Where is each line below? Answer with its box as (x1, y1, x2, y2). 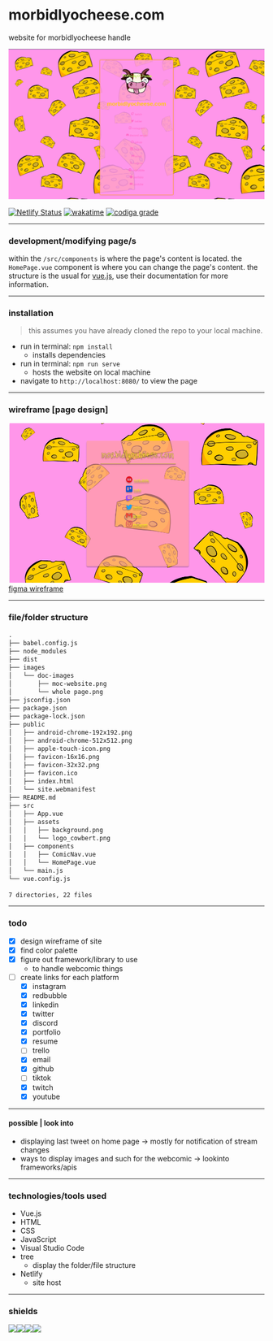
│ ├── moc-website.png (8, 680, 107, 688)
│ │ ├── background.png (8, 827, 104, 835)
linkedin (32, 1000, 59, 1009)
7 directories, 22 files (8, 892, 93, 900)
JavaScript (19, 1235, 57, 1244)
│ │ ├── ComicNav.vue (8, 851, 96, 859)
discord (32, 1018, 58, 1028)
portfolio (32, 1027, 61, 1037)
